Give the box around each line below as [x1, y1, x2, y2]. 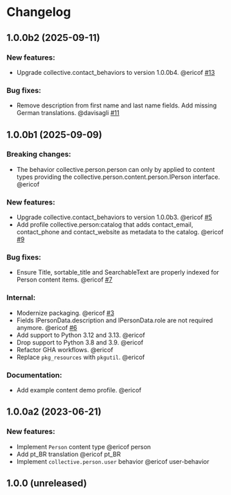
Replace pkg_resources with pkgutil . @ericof [16, 353, 145, 361]
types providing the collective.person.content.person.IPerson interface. [16, 173, 221, 181]
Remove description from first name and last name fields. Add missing [16, 101, 217, 110]
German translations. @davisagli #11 [16, 109, 120, 117]
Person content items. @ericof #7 [16, 275, 113, 284]
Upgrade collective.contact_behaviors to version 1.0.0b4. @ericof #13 [16, 68, 215, 76]
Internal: [6, 293, 36, 302]
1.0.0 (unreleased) [6, 478, 87, 489]
